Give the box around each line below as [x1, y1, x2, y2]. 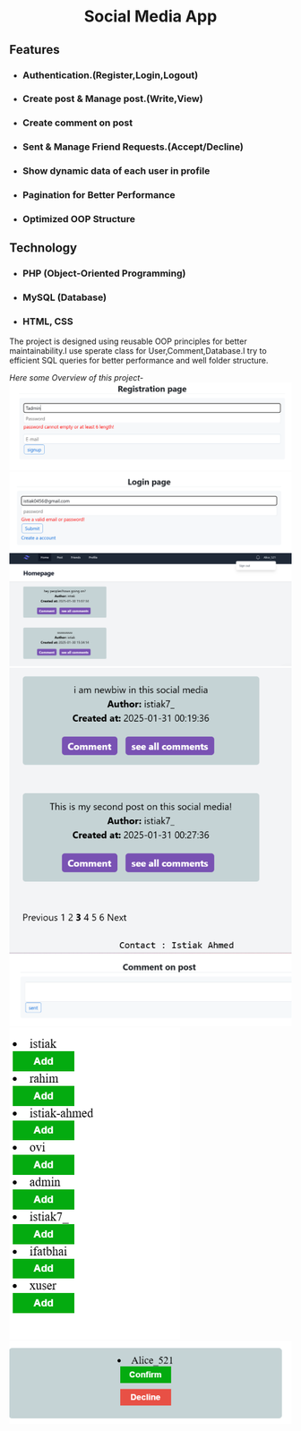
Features [9, 42, 60, 57]
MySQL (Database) [21, 291, 107, 304]
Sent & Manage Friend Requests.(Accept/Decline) [21, 141, 244, 153]
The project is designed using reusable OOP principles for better [9, 336, 248, 347]
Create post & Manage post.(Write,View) [21, 92, 203, 105]
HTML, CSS [21, 315, 73, 328]
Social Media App [83, 6, 218, 27]
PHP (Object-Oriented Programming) [21, 267, 186, 279]
